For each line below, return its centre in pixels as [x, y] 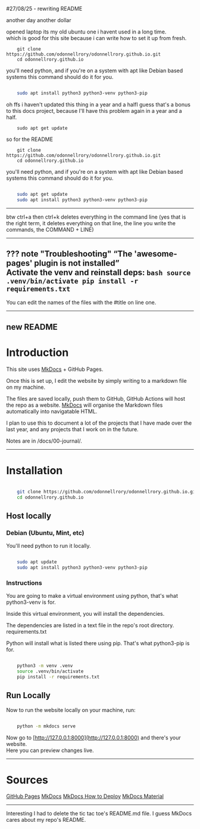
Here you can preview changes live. [50, 750]
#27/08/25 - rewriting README [44, 9]
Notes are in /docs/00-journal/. [44, 441]
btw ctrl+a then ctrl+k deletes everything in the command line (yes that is [96, 217]
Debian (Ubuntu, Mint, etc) [45, 533]
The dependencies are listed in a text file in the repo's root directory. [90, 625]
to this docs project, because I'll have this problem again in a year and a [94, 110]
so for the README [30, 139]
